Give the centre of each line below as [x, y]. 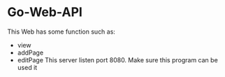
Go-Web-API [45, 12]
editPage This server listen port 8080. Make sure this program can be [117, 59]
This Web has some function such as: [61, 31]
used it [27, 67]
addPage [30, 52]
